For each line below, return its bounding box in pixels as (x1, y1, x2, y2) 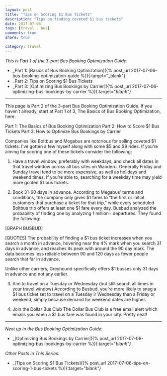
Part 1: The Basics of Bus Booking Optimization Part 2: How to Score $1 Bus (5, 123, 160, 129)
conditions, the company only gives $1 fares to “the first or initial (12, 194, 144, 200)
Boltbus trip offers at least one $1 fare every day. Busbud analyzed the (12, 205, 157, 211)
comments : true (5, 30, 37, 35)
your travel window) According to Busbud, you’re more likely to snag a (12, 286, 157, 292)
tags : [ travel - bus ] (5, 26, 50, 31)
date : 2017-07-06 (5, 21, 41, 26)
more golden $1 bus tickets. (12, 179, 70, 185)
